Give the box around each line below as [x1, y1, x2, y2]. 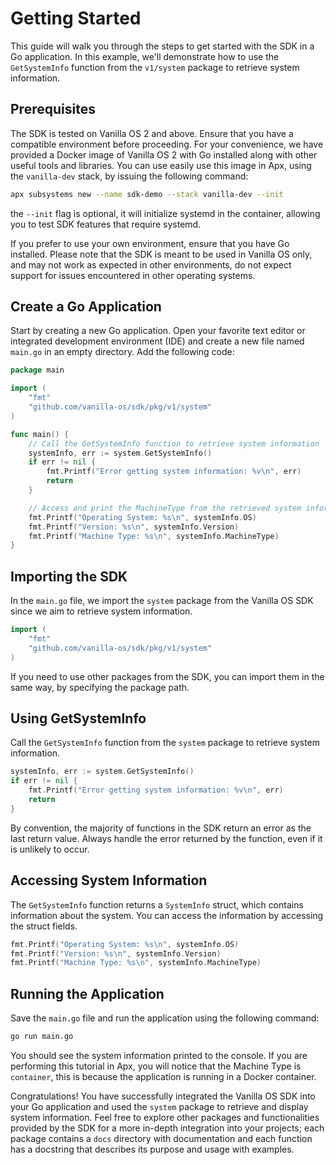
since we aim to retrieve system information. [10, 605, 193, 617]
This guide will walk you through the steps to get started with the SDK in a [10, 40, 315, 52]
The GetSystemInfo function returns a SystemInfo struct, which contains [10, 898, 304, 911]
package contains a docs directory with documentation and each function [10, 1132, 313, 1144]
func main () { [10, 429, 70, 439]
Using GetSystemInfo [10, 710, 147, 727]
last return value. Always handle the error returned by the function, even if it [10, 832, 323, 844]
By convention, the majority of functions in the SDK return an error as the [10, 822, 312, 834]
